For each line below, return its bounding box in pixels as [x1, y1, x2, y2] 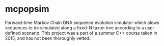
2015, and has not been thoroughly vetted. [5, 35, 91, 41]
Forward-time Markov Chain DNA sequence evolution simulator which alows [5, 20, 160, 25]
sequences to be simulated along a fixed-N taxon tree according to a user [5, 24, 155, 30]
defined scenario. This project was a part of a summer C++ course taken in [5, 30, 158, 36]
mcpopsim [5, 3, 50, 15]
